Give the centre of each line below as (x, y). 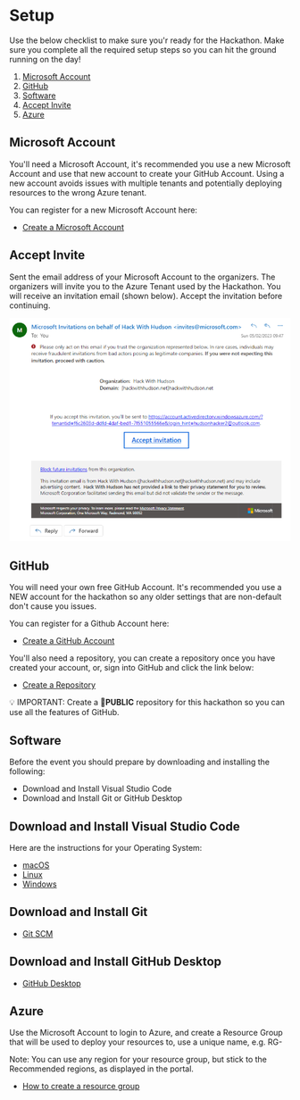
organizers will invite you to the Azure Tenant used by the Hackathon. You (145, 286)
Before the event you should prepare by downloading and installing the (140, 762)
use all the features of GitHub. (64, 712)
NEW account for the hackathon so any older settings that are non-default (146, 597)
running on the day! (45, 59)
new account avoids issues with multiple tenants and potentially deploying (146, 183)
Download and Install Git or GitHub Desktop (102, 798)
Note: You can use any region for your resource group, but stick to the (138, 1060)
